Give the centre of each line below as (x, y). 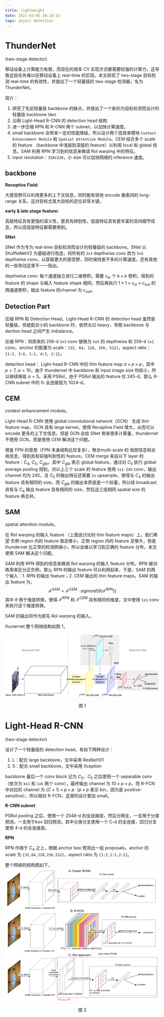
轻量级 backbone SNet (34, 115)
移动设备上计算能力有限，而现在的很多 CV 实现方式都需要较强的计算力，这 (80, 69)
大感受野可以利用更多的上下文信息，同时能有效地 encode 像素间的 (72, 195)
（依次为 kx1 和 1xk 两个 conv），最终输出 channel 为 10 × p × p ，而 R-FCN (80, 783)
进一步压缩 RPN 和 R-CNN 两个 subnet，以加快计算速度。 (70, 127)
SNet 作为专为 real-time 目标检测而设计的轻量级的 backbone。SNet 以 (76, 247)
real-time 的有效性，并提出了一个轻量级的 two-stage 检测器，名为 (77, 81)
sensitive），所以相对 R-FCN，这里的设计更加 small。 (58, 795)
